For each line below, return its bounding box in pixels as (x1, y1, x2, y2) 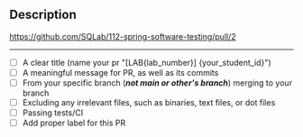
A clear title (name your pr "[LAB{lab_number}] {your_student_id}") (22, 57, 272, 68)
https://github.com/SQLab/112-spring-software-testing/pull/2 (9, 31, 236, 41)
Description (9, 7, 77, 23)
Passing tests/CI (22, 107, 84, 118)
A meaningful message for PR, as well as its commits (22, 67, 219, 78)
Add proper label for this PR (22, 117, 126, 129)
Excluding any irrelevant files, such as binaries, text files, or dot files (22, 97, 276, 107)
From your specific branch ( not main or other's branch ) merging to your (22, 77, 293, 88)
